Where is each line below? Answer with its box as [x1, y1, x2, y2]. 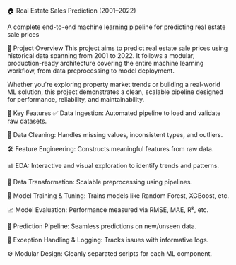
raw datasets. [7, 117, 47, 125]
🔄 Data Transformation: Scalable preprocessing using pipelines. [7, 178, 193, 186]
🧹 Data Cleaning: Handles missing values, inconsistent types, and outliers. [7, 131, 223, 139]
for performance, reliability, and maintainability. [7, 95, 145, 103]
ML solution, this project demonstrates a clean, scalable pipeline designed [7, 88, 224, 96]
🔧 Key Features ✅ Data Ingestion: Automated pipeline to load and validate [7, 109, 221, 117]
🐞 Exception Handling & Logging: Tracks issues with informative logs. [7, 236, 209, 244]
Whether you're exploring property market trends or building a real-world [7, 81, 220, 88]
